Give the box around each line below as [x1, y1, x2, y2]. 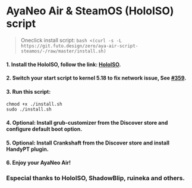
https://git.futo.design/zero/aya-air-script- [20, 43, 139, 49]
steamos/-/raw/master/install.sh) [20, 48, 106, 54]
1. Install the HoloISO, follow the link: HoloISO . [6, 61, 121, 68]
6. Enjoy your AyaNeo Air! [6, 159, 71, 167]
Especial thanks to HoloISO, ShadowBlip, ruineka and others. [6, 174, 185, 183]
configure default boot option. [6, 125, 83, 132]
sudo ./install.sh [6, 106, 52, 113]
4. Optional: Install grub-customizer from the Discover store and [6, 119, 168, 126]
